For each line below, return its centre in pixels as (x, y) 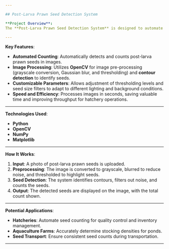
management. (27, 226)
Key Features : (20, 47)
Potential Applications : (30, 211)
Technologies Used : (26, 114)
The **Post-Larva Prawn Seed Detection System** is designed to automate (84, 28)
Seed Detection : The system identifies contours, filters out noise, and (85, 180)
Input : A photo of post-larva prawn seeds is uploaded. (69, 164)
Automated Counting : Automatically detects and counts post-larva (82, 56)
